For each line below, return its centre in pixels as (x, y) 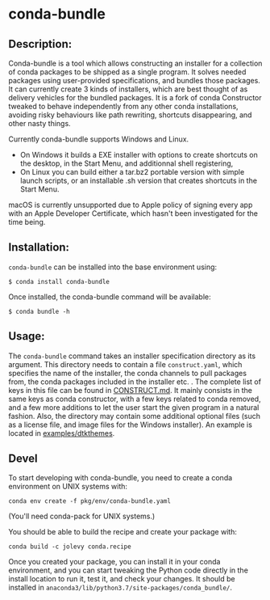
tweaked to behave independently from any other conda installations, (124, 106)
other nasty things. (39, 123)
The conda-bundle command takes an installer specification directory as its (132, 356)
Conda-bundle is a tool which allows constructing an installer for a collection (135, 63)
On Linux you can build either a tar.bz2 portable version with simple (132, 172)
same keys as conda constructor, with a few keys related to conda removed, (135, 399)
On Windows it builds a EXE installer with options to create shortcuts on (139, 155)
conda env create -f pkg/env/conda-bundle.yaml (90, 501)
